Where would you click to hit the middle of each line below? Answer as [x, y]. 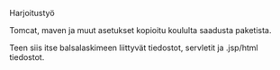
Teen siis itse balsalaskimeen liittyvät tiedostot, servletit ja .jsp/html [134, 48]
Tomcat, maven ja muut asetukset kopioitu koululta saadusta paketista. [140, 30]
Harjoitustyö [32, 13]
